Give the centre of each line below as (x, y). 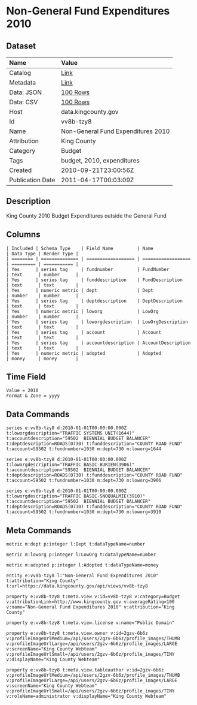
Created (21, 170)
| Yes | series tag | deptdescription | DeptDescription (95, 301)
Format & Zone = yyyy (33, 396)
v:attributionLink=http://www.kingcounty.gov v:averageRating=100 (90, 602)
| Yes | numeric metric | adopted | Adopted (84, 353)
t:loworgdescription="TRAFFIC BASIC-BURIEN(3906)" (70, 465)
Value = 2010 (22, 391)
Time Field (26, 377)
